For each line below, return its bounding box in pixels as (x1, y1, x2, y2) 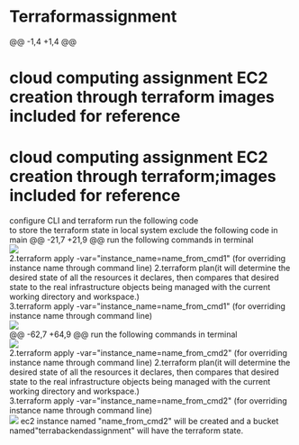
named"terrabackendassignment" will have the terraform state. (9, 425, 244, 436)
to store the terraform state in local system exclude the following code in (9, 225, 278, 236)
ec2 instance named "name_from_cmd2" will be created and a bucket (20, 416, 279, 427)
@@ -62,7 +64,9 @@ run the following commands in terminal (9, 329, 238, 340)
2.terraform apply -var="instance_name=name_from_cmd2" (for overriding (9, 348, 288, 359)
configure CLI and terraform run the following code (9, 215, 199, 226)
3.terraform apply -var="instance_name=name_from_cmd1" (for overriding (9, 301, 286, 312)
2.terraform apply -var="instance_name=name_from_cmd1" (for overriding (9, 253, 286, 264)
